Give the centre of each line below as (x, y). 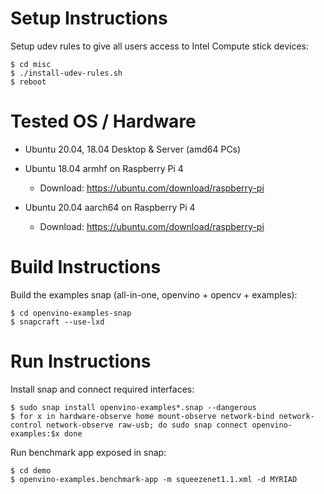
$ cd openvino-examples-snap (71, 313)
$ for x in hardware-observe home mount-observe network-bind (142, 416)
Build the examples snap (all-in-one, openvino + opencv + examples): (154, 294)
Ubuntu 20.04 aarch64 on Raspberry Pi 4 (110, 207)
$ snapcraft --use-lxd (57, 322)
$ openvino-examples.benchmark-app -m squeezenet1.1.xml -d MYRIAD (154, 479)
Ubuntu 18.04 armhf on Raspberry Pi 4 (104, 168)
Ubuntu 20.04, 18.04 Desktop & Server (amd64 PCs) (133, 149)
